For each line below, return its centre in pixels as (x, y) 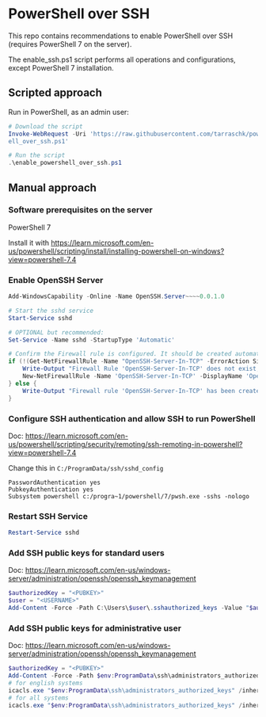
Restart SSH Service (48, 516)
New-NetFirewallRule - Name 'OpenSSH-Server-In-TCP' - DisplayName (133, 376)
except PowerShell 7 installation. (61, 67)
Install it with (29, 242)
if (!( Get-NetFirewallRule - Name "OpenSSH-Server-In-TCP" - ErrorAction (129, 361)
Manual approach (53, 187)
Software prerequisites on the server (80, 210)
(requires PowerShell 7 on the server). (70, 44)
